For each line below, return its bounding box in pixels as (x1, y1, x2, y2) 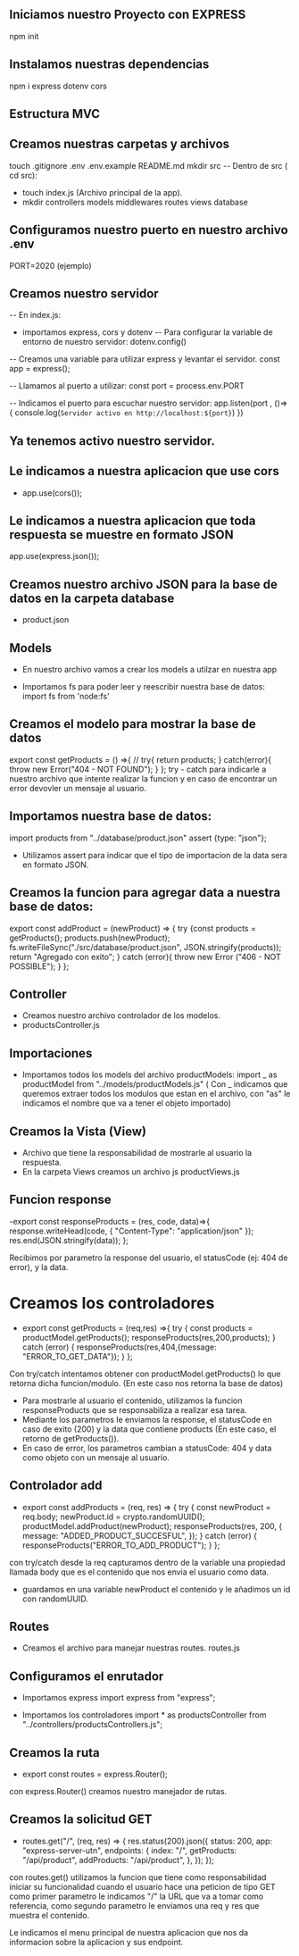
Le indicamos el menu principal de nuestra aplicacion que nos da (9, 1927, 248, 1937)
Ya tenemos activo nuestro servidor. (9, 433, 216, 448)
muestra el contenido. (9, 1910, 90, 1920)
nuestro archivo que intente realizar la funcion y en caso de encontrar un (9, 773, 278, 784)
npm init (9, 30, 39, 41)
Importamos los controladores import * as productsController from (21, 1709, 267, 1720)
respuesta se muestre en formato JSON (9, 527, 234, 543)
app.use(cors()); (21, 487, 83, 498)
